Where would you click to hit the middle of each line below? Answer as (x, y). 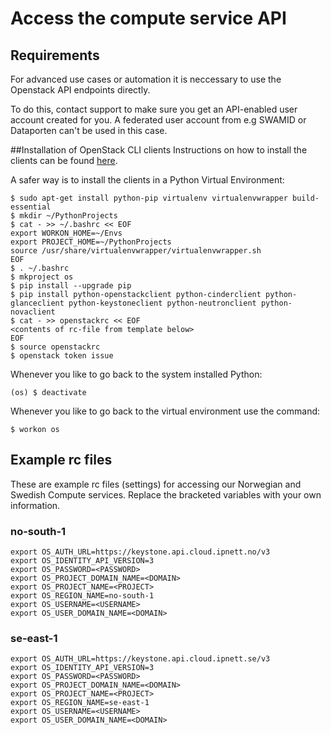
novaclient (33, 312)
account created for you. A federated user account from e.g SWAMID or (158, 120)
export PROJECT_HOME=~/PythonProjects (91, 242)
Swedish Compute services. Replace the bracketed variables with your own (166, 494)
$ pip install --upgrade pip (71, 286)
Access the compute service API (148, 18)
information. (35, 505)
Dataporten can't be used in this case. (89, 130)
